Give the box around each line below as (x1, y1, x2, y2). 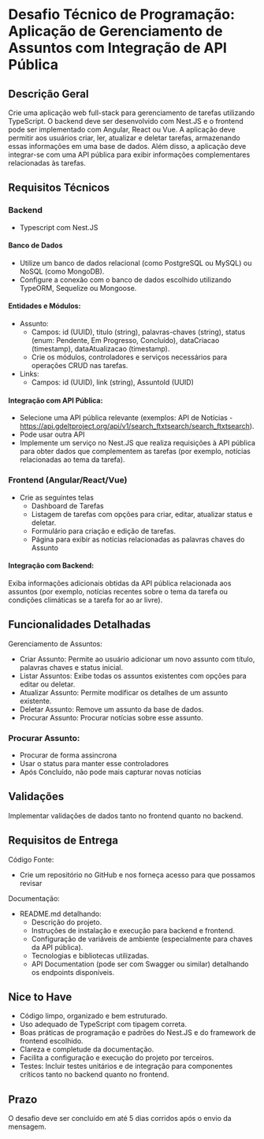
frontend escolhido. (19, 1037, 84, 1046)
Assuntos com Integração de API (8, 39, 227, 57)
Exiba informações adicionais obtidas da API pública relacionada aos (8, 578, 232, 588)
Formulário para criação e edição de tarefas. (31, 526, 176, 535)
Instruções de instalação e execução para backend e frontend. (31, 925, 235, 935)
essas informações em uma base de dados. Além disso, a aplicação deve (8, 142, 247, 151)
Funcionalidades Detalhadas (8, 618, 151, 631)
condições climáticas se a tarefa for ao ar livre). (8, 595, 163, 605)
